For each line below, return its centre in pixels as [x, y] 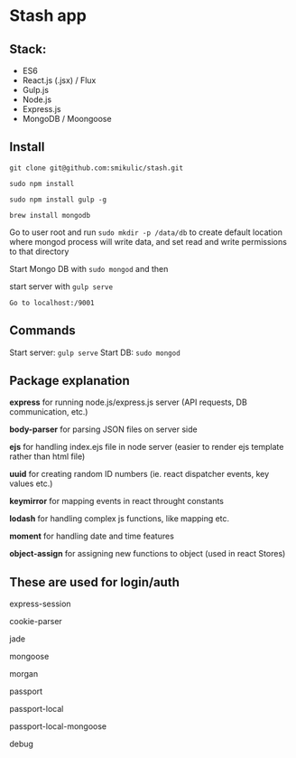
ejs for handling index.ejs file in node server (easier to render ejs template [147, 447]
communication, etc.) [49, 412]
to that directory [39, 251]
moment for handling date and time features [92, 536]
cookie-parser [36, 622]
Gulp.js [36, 90]
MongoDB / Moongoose [67, 119]
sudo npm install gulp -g [58, 200]
